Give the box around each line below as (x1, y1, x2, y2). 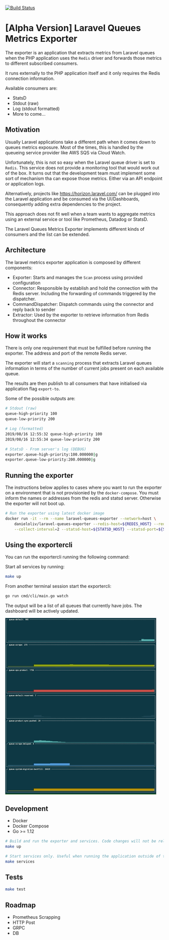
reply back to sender (12, 306, 56, 312)
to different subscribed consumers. (5, 60, 78, 66)
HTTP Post (12, 919, 35, 925)
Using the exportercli (5, 541, 73, 549)
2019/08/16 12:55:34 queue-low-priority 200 (5, 437, 100, 442)
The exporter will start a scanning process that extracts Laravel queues (5, 360, 152, 366)
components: (5, 265, 33, 271)
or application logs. (5, 181, 45, 187)
